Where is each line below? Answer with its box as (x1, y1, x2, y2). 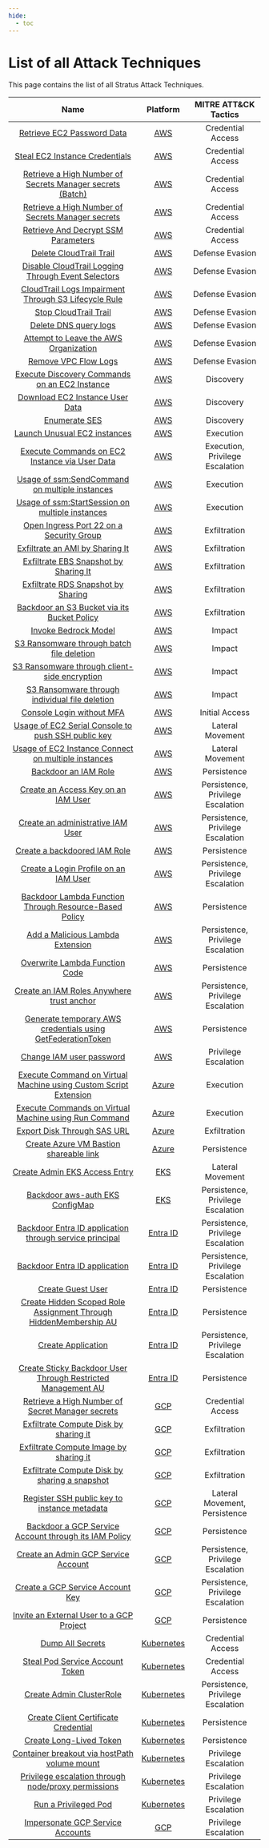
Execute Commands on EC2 (20, 446, 126, 457)
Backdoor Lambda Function (21, 891, 126, 902)
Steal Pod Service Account (22, 1656, 124, 1667)
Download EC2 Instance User (17, 392, 129, 403)
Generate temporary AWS (24, 1014, 122, 1025)
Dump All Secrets (40, 1638, 106, 1649)
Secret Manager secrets (27, 1406, 118, 1417)
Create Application (38, 1340, 108, 1351)
